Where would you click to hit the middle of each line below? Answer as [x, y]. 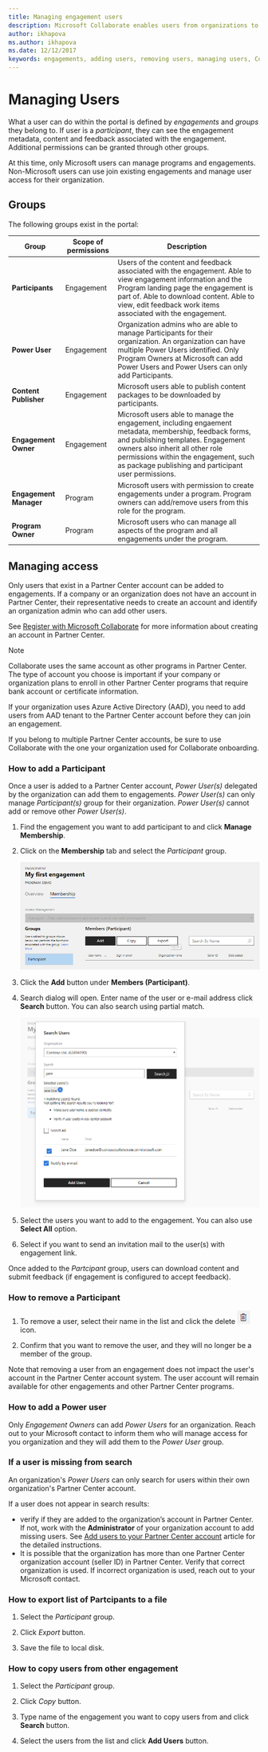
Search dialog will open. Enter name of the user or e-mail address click [136, 998]
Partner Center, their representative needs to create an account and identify [133, 602]
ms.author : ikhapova [43, 42]
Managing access [53, 566]
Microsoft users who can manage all [177, 522]
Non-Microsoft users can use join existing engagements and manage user [130, 171]
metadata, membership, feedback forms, [184, 431]
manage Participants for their [165, 333]
